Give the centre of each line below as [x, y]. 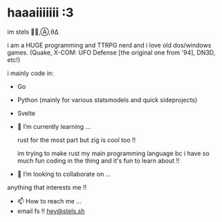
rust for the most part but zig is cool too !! [76, 140]
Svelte [26, 113]
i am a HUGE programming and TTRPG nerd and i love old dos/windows [109, 45]
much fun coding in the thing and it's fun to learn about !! [98, 161]
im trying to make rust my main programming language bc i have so [113, 153]
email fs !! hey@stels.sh [51, 211]
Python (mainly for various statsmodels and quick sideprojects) [107, 100]
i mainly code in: [30, 73]
